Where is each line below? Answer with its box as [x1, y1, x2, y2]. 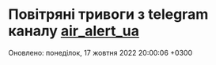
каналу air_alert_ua [8, 22, 140, 40]
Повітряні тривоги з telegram [8, 5, 209, 23]
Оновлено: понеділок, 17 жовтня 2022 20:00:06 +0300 [8, 48, 192, 57]
